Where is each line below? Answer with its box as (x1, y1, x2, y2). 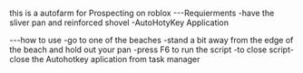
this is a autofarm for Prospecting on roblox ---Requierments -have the (9, 8, 275, 18)
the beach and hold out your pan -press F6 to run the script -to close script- (9, 44, 295, 55)
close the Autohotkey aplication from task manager (9, 54, 200, 64)
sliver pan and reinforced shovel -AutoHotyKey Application (9, 17, 230, 28)
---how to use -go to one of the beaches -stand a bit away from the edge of (9, 35, 294, 45)
